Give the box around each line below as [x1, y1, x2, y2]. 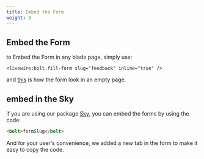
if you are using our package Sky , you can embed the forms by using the [6, 110, 189, 117]
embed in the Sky [6, 94, 75, 104]
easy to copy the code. [6, 146, 64, 153]
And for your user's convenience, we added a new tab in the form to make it [6, 139, 198, 147]
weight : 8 [6, 15, 32, 21]
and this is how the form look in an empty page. [6, 76, 126, 83]
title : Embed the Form [6, 9, 64, 15]
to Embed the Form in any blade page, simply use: [6, 53, 133, 61]
